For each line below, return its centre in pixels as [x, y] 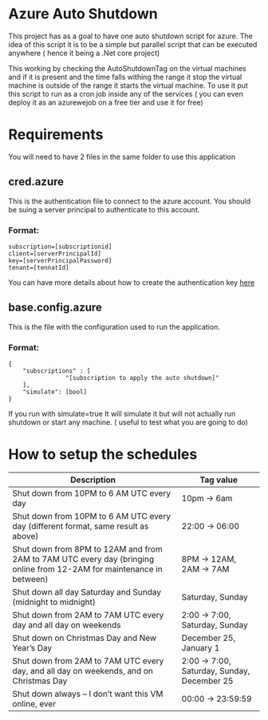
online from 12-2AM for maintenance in [87, 569]
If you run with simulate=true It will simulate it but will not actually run [122, 414]
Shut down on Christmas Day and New [85, 638]
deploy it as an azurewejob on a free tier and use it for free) [106, 102]
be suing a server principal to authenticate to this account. [104, 209]
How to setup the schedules [103, 455]
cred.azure [36, 182]
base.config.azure [55, 308]
